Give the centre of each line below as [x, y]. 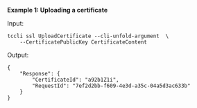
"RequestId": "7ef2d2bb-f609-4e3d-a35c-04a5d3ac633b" [111, 86]
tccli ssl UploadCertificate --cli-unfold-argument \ [88, 36]
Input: [16, 23]
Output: [18, 55]
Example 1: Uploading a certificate [58, 10]
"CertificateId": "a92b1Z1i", [76, 80]
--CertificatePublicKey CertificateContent [84, 42]
